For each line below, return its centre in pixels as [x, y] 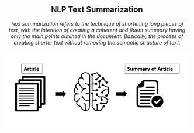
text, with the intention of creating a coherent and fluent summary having [97, 30]
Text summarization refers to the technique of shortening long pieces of [97, 23]
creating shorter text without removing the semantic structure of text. [97, 42]
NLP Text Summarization [97, 10]
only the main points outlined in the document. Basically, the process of [97, 36]
